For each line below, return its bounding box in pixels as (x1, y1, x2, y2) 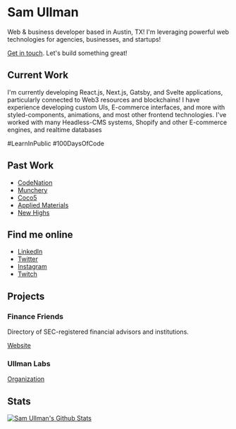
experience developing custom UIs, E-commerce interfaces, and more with (7, 103, 225, 111)
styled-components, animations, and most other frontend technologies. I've (7, 110, 227, 119)
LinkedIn (17, 248, 43, 256)
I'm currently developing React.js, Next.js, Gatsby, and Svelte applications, (7, 87, 223, 96)
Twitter (17, 255, 39, 263)
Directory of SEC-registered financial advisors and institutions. (7, 327, 189, 336)
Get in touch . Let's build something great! (7, 49, 128, 57)
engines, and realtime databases (7, 125, 102, 134)
